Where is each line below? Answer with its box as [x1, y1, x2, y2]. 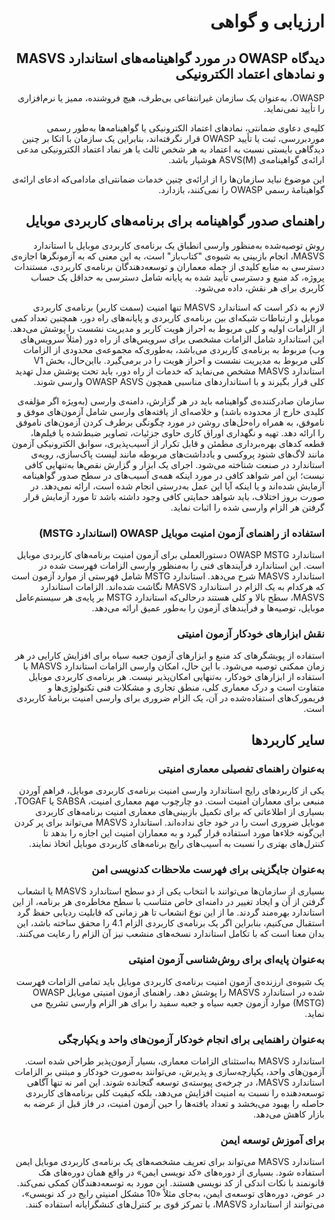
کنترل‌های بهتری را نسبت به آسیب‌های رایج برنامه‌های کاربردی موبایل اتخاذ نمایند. [28, 838, 325, 850]
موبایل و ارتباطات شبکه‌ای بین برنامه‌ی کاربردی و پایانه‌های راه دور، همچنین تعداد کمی [10, 311, 325, 324]
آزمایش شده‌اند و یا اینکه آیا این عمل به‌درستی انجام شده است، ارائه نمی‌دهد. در [30, 480, 325, 492]
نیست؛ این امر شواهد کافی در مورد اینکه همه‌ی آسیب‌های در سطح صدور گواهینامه [22, 469, 325, 481]
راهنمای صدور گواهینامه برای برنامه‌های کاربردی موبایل [25, 213, 325, 230]
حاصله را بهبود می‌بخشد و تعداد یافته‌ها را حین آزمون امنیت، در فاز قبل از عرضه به [23, 1097, 325, 1109]
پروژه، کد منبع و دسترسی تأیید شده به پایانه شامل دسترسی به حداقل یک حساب [30, 271, 325, 283]
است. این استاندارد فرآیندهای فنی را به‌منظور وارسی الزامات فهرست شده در [38, 560, 325, 572]
